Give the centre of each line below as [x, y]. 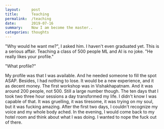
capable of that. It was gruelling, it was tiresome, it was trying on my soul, [79, 101]
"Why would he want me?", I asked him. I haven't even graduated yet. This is [82, 46]
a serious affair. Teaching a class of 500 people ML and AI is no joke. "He [79, 51]
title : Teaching [27, 14]
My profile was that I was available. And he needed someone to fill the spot [81, 75]
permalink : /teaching [28, 19]
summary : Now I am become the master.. [49, 28]
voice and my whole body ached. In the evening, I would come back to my [80, 112]
